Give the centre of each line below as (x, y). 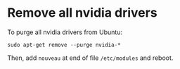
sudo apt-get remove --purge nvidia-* (64, 45)
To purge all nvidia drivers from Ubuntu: (65, 32)
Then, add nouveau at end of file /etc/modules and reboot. (90, 58)
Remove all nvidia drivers (82, 13)
